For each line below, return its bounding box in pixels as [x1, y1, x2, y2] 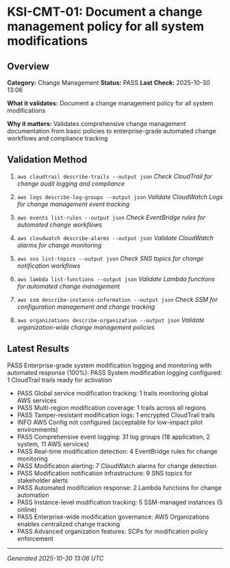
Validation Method [7, 154, 88, 166]
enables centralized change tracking [16, 519, 120, 528]
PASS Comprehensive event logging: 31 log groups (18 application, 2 [16, 433, 210, 441]
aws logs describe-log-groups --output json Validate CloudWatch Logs [16, 192, 223, 201]
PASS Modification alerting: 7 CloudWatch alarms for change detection [16, 461, 217, 469]
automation [16, 491, 49, 499]
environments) [16, 425, 58, 433]
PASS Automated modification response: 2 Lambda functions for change [16, 483, 222, 491]
